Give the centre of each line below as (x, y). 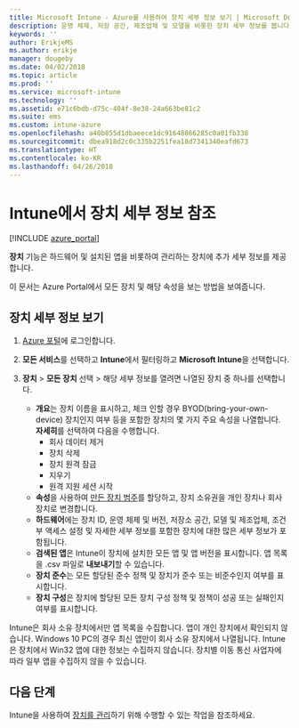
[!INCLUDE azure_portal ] (54, 239)
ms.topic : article (43, 76)
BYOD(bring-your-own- (225, 408)
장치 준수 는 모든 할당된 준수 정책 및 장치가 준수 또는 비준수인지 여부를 (155, 576)
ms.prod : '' (31, 84)
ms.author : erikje (43, 51)
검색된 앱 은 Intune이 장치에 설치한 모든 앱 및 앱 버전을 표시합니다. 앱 (153, 554)
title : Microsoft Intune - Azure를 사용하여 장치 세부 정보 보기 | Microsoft (145, 17)
